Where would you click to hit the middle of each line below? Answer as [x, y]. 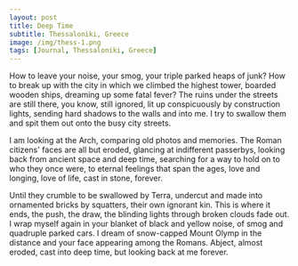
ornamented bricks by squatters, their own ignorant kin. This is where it [140, 205]
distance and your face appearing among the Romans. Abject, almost [136, 243]
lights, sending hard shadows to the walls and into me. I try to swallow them [148, 114]
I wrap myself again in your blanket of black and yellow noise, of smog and [146, 224]
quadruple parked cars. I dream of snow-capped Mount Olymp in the [136, 233]
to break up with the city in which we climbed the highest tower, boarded [143, 85]
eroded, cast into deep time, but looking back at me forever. [119, 252]
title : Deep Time [41, 26]
